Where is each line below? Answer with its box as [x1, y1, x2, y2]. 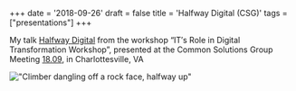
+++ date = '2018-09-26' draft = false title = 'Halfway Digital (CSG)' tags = [9, 8, 288, 18]
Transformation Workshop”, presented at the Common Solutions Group [9, 44, 273, 55]
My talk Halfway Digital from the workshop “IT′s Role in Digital [9, 35, 241, 45]
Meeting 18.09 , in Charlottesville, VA [9, 54, 144, 64]
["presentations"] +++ [9, 17, 92, 28]
